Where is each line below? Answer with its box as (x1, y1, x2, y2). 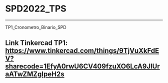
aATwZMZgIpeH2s (5, 70, 64, 78)
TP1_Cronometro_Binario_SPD (5, 24, 66, 30)
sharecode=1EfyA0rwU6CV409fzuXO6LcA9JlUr (5, 62, 160, 70)
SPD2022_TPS (5, 3, 66, 14)
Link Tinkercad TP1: (5, 38, 68, 47)
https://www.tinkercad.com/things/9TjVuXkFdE (5, 46, 159, 55)
